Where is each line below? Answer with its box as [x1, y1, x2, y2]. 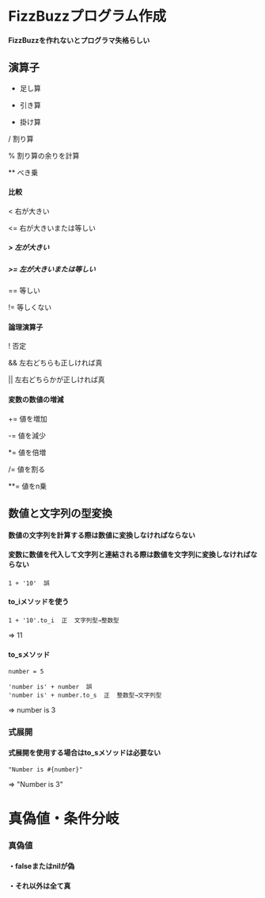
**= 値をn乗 [8, 481, 47, 491]
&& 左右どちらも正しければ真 [8, 358, 103, 368]
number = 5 [8, 667, 44, 676]
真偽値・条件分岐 [8, 810, 120, 828]
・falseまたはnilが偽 [8, 861, 75, 870]
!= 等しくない [8, 303, 52, 312]
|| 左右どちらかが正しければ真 [8, 375, 105, 384]
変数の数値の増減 [8, 394, 64, 404]
